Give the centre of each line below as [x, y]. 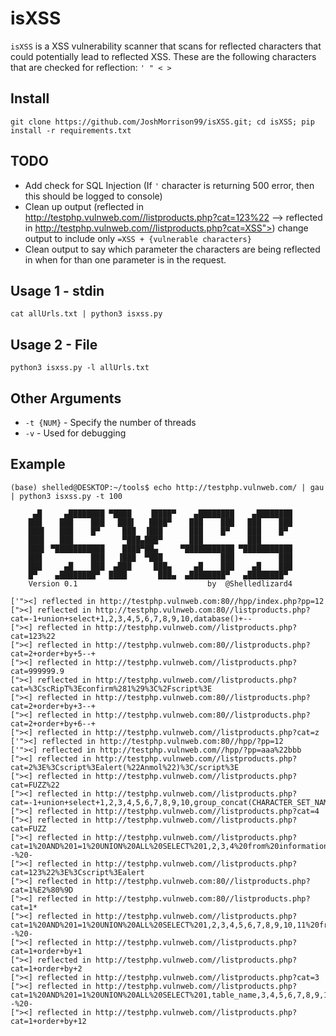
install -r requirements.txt [71, 130]
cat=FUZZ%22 [35, 785]
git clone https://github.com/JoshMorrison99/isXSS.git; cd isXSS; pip [162, 122]
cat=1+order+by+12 [48, 1021]
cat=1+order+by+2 [46, 968]
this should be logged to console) [93, 196]
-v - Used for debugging [75, 433]
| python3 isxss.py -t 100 [66, 496]
